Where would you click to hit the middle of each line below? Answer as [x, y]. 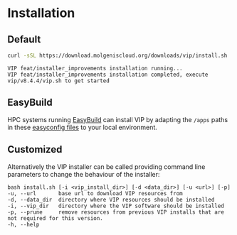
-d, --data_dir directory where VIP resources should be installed [111, 200]
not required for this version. [55, 218]
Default [24, 39]
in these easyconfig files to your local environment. [83, 127]
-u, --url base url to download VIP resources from [95, 193]
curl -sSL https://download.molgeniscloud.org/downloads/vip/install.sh [117, 55]
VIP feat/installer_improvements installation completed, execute [108, 75]
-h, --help [23, 224]
